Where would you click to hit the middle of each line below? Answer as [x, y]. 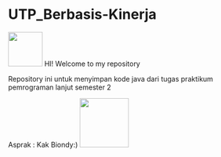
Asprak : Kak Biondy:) [43, 144]
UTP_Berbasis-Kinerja [82, 15]
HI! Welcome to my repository [92, 64]
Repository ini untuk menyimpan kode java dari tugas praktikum [111, 78]
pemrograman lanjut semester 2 [60, 87]
